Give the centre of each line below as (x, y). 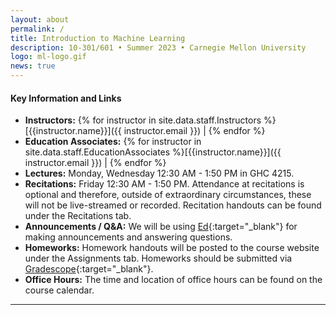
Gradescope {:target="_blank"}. (89, 269)
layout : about (40, 19)
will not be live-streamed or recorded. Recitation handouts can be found (173, 205)
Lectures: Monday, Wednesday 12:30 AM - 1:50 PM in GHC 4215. (159, 173)
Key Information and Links (66, 98)
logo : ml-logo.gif (48, 57)
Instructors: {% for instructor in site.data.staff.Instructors (143, 120)
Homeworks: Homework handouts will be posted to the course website (172, 248)
